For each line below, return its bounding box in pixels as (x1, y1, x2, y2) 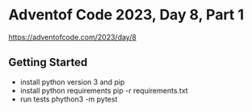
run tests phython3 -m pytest (19, 94, 118, 104)
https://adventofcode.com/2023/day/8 (8, 32, 137, 42)
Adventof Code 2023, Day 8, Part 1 (8, 6, 245, 24)
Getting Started (8, 56, 88, 69)
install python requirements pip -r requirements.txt (19, 85, 188, 95)
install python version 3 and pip (19, 77, 125, 86)
